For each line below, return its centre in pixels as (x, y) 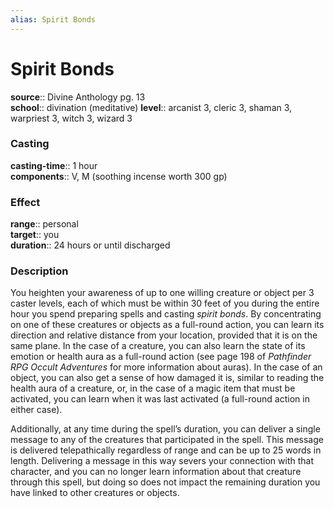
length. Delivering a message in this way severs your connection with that (162, 461)
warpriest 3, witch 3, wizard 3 (71, 118)
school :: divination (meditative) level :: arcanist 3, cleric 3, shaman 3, (151, 107)
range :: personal (44, 224)
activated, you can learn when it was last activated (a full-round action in (160, 399)
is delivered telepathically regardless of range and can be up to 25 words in (166, 450)
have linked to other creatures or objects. (95, 493)
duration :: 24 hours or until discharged (90, 245)
